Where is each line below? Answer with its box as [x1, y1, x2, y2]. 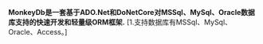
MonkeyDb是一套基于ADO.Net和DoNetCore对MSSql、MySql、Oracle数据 [8, 8, 255, 16]
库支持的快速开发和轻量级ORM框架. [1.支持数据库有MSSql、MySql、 [8, 17, 233, 27]
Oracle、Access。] [8, 27, 68, 36]
